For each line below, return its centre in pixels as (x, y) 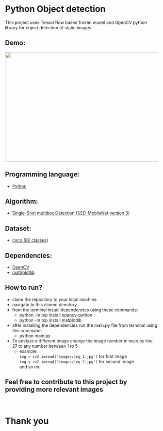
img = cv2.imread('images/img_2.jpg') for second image (77, 361)
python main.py (35, 336)
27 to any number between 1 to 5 (45, 346)
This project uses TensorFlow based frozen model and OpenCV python (76, 22)
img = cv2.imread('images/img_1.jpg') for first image (73, 356)
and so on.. (31, 367)
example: (28, 351)
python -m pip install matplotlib (50, 320)
